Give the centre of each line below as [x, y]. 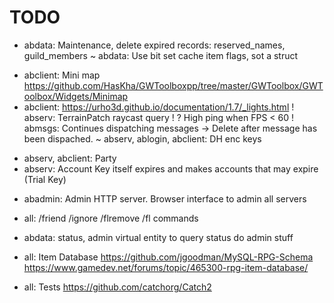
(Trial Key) [45, 179]
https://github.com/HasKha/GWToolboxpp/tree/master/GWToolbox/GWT [173, 85]
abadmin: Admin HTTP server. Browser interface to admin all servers [165, 198]
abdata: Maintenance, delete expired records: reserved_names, [154, 45]
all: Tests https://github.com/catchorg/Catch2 [117, 287]
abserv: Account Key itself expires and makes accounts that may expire [171, 168]
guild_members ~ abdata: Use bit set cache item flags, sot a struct [161, 55]
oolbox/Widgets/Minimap [76, 96]
